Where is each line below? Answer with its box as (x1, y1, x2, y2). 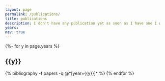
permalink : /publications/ (5, 12, 60, 17)
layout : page (5, 7, 32, 12)
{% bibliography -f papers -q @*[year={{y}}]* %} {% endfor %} (5, 70, 135, 76)
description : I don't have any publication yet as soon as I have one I (5, 20, 157, 26)
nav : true (5, 30, 26, 35)
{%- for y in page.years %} (5, 43, 60, 49)
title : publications (5, 16, 48, 21)
